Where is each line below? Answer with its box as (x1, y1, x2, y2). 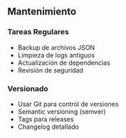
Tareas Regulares (7, 27, 69, 37)
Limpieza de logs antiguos (17, 51, 95, 59)
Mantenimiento (7, 6, 77, 18)
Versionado (7, 83, 48, 93)
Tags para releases (17, 115, 74, 123)
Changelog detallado (17, 122, 80, 131)
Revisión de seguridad (17, 65, 84, 74)
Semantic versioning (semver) (17, 107, 106, 116)
